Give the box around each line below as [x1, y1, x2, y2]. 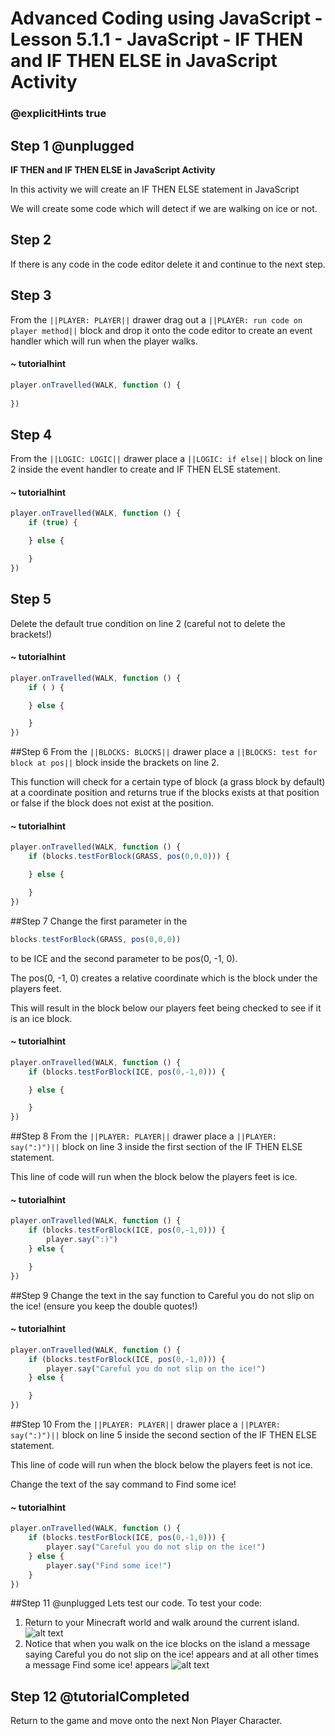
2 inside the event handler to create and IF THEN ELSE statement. [10, 463, 281, 476]
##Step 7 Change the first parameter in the [10, 915, 188, 927]
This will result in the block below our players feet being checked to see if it [10, 1002, 322, 1014]
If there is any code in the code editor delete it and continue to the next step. [10, 258, 326, 270]
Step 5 [10, 591, 52, 608]
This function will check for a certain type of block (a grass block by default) [10, 776, 326, 788]
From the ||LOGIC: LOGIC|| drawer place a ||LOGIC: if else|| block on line [10, 453, 323, 465]
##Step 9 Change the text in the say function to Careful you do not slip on [10, 1289, 315, 1301]
